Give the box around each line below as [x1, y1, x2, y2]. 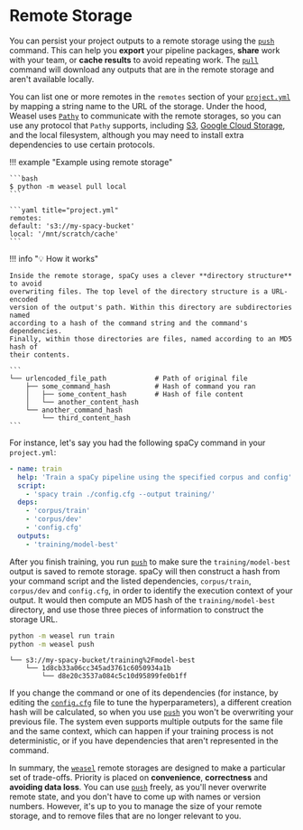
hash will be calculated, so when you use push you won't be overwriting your [9, 706, 294, 718]
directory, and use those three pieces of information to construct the [9, 604, 264, 615]
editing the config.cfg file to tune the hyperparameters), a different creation [9, 697, 292, 708]
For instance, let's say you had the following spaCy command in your [9, 437, 266, 448]
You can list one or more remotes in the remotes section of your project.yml [9, 91, 291, 102]
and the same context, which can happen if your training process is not [9, 726, 274, 737]
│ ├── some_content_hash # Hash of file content [25, 389, 244, 398]
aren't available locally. [9, 73, 95, 84]
